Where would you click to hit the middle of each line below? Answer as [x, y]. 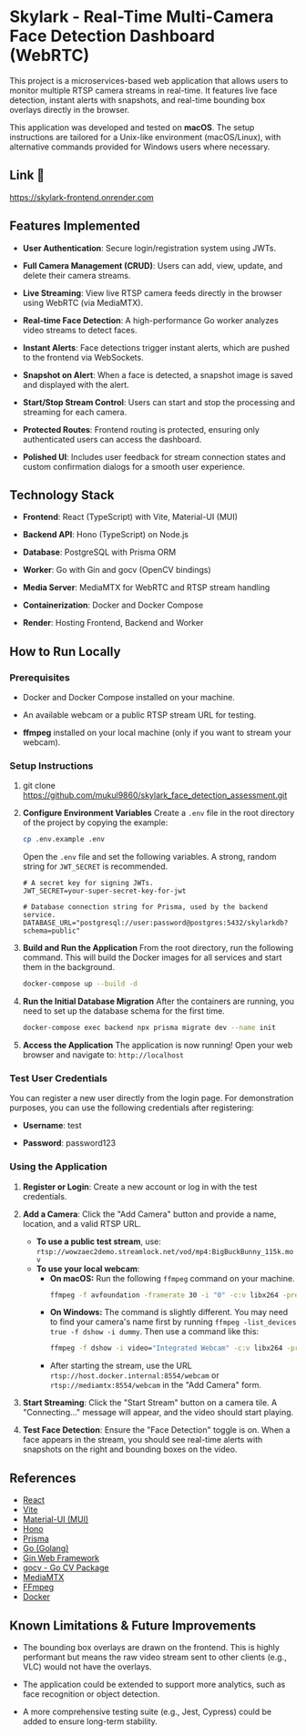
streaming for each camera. [75, 412]
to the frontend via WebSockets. [83, 357]
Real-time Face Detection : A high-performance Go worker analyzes [151, 320]
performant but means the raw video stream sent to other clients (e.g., [154, 1657]
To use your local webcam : [88, 1269]
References [43, 1478]
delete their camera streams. [76, 275]
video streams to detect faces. [80, 330]
